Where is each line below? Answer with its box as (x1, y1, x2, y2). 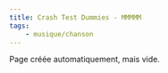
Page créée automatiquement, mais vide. (9, 54, 161, 65)
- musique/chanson (25, 29, 94, 38)
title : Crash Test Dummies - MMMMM (9, 12, 142, 22)
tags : (9, 21, 29, 30)
